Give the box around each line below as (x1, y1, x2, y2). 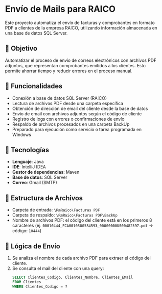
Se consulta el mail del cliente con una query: (12, 266, 104, 271)
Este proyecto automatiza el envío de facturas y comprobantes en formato (5, 20, 155, 26)
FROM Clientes (12, 279, 41, 284)
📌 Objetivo (5, 44, 38, 53)
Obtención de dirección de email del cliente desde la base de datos (12, 106, 148, 111)
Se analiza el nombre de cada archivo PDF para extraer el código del (12, 255, 151, 261)
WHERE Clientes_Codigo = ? (12, 284, 68, 289)
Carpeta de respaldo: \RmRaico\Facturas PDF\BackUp (12, 212, 118, 218)
